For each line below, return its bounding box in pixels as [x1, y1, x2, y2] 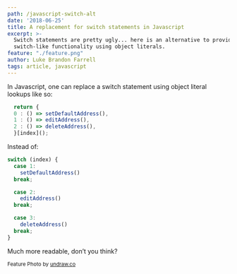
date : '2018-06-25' [7, 17, 65, 24]
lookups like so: [7, 90, 53, 98]
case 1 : [13, 162, 37, 169]
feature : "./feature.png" [7, 50, 83, 57]
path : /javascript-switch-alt [7, 10, 97, 18]
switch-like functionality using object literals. [13, 43, 166, 50]
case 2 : [13, 189, 37, 196]
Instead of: [7, 143, 39, 150]
